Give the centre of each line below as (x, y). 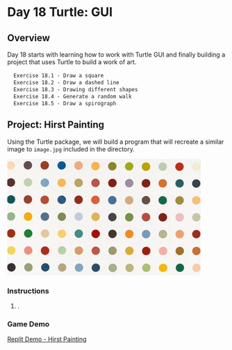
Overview (29, 38)
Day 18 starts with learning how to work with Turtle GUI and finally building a (116, 54)
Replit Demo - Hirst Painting (47, 340)
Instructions (28, 291)
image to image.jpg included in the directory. (71, 149)
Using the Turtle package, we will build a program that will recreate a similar (116, 142)
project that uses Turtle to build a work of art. (72, 62)
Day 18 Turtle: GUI (60, 12)
